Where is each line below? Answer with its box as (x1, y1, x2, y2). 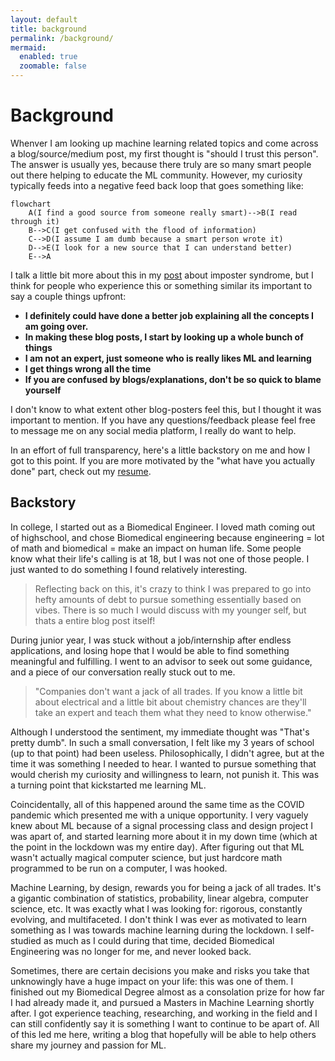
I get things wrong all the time (24, 362, 152, 375)
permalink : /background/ (10, 33, 114, 43)
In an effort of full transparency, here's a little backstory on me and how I (10, 444, 311, 456)
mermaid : (10, 42, 47, 53)
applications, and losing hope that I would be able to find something (10, 644, 290, 656)
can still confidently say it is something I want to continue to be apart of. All (10, 1017, 320, 1030)
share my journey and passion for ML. (10, 1039, 167, 1051)
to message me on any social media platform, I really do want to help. (10, 424, 297, 436)
